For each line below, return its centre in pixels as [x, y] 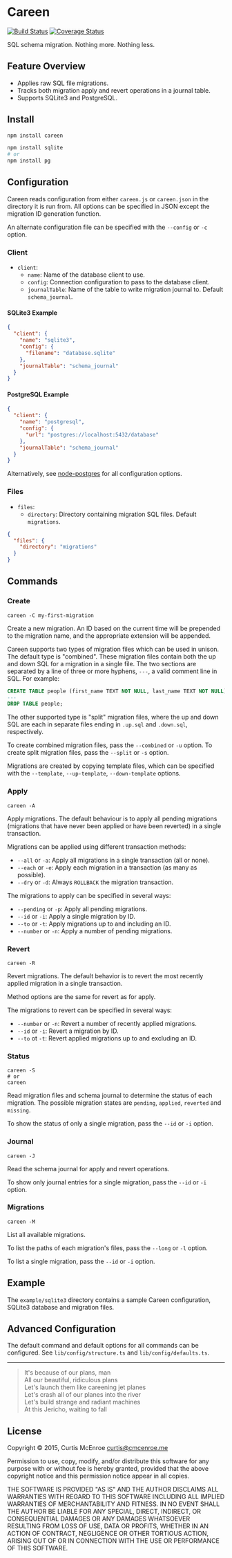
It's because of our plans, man [67, 1373]
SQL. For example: [33, 678]
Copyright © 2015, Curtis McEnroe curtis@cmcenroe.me [88, 1448]
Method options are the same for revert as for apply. [81, 996]
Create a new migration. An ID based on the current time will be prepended [114, 628]
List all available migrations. [47, 1234]
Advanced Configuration [61, 1329]
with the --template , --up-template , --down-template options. [94, 773]
